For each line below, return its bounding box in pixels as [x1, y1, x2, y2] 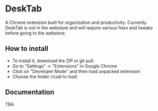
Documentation [5, 88, 55, 97]
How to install [5, 44, 49, 53]
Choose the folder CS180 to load [12, 73, 77, 80]
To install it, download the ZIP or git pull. [12, 58, 95, 64]
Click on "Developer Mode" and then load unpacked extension [12, 68, 141, 74]
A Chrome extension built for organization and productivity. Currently [5, 19, 147, 25]
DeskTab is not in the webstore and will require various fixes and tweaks [5, 24, 153, 30]
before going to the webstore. [5, 30, 66, 36]
